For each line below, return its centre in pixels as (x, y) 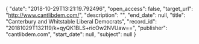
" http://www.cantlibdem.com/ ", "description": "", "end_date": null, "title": (96, 15)
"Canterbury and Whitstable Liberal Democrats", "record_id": (81, 21)
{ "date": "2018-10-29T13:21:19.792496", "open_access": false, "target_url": (99, 9)
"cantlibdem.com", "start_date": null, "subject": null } (71, 34)
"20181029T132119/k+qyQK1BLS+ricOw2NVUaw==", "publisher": (87, 28)
